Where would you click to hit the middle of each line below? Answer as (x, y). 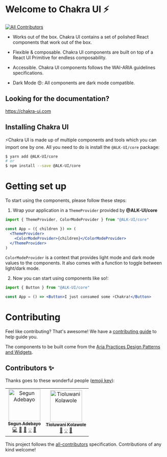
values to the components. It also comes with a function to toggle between (83, 263)
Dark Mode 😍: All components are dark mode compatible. (74, 83)
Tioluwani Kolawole (66, 425)
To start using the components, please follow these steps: (66, 200)
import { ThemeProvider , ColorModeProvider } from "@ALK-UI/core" (77, 220)
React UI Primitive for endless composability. (60, 57)
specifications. (28, 73)
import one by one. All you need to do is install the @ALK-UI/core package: (82, 147)
